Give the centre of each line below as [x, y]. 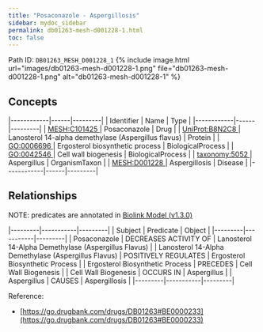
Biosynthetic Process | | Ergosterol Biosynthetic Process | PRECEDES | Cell [130, 264]
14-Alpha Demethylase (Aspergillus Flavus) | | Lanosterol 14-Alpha [116, 247]
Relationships [43, 196]
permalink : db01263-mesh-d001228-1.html [76, 30]
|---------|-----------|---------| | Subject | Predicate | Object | [109, 230]
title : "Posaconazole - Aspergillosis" [74, 15]
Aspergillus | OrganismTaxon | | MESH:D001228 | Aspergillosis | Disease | [128, 163]
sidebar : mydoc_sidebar [48, 23]
